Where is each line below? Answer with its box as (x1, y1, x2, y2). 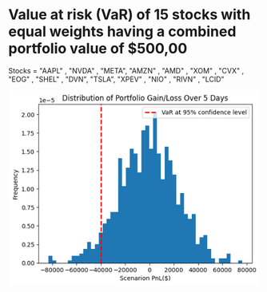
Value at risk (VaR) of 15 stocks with (8, 6, 251, 24)
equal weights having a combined (8, 22, 237, 41)
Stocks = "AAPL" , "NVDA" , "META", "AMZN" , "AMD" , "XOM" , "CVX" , (8, 65, 245, 75)
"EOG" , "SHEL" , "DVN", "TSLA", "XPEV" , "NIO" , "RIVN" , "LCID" (8, 74, 225, 84)
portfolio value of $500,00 (8, 40, 188, 57)
